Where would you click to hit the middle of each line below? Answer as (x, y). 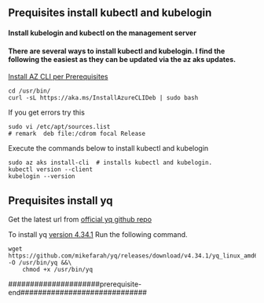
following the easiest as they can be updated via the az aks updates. (122, 59)
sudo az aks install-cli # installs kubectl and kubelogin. (110, 163)
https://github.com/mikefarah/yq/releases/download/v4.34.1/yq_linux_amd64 (135, 256)
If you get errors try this (46, 112)
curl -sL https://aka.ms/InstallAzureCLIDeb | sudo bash (103, 98)
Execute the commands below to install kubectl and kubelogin (108, 148)
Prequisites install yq (60, 201)
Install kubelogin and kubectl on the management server (102, 33)
